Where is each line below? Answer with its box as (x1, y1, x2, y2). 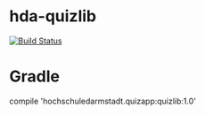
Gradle (9, 66, 61, 87)
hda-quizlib (9, 6, 96, 27)
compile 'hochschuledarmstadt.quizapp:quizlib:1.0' (9, 96, 197, 106)
